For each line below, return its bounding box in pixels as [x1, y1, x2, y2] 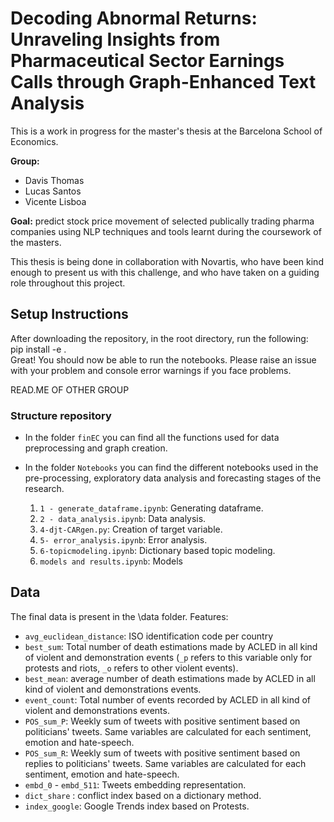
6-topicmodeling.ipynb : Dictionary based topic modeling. [39, 545, 276, 557]
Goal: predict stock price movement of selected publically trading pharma [10, 215, 315, 227]
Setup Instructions [10, 306, 129, 323]
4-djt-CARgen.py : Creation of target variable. [39, 523, 223, 536]
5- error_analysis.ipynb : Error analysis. [39, 534, 208, 546]
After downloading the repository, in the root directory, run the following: [10, 332, 309, 344]
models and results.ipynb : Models [39, 555, 183, 567]
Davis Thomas [24, 174, 85, 186]
